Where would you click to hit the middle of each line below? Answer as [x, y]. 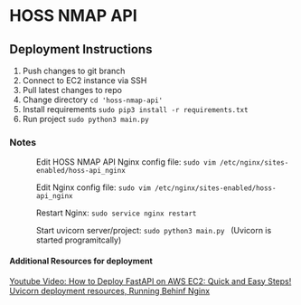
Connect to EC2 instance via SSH [85, 81]
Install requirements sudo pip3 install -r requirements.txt [135, 109]
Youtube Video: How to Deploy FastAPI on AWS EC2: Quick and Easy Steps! [150, 281]
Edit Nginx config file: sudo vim [94, 187]
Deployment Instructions [81, 49]
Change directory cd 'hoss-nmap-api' [93, 100]
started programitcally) [79, 240]
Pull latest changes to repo [72, 90]
